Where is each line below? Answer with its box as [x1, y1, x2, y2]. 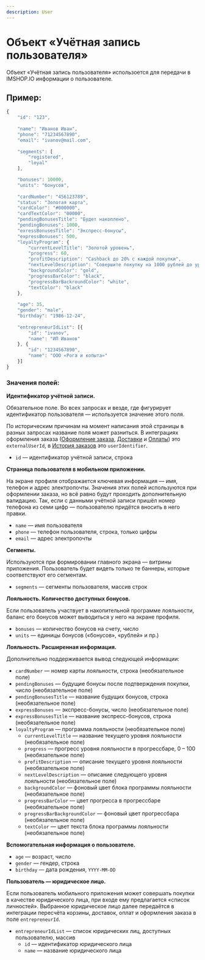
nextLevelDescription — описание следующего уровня [24, 771, 167, 779]
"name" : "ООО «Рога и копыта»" [28, 352, 108, 359]
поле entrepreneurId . [6, 915, 61, 923]
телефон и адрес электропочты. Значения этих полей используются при [6, 484, 197, 492]
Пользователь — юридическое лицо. [6, 878, 106, 885]
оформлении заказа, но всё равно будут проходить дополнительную [6, 490, 187, 498]
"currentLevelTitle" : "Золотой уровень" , [28, 245, 135, 251]
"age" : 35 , [17, 302, 45, 308]
